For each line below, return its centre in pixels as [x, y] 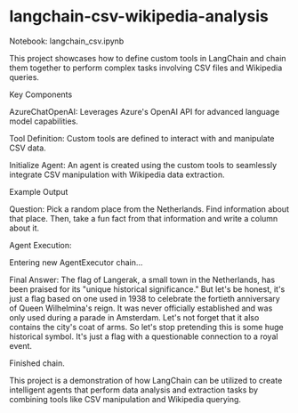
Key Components [41, 94]
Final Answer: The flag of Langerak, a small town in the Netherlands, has [142, 279]
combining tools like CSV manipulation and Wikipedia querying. [125, 399]
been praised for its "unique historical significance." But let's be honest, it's [147, 289]
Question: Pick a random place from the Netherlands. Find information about [149, 209]
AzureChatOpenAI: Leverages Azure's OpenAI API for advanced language [145, 111]
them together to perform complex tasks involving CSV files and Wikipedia [146, 68]
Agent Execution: [41, 245]
